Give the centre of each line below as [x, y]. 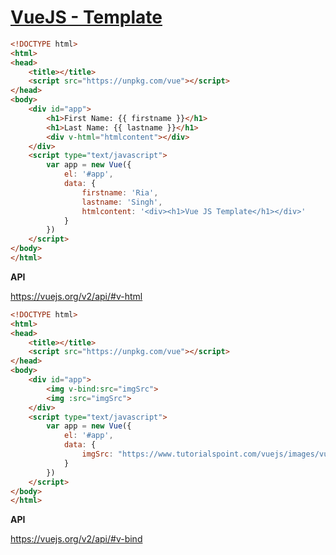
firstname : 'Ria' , [120, 192]
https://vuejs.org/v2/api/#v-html [76, 296]
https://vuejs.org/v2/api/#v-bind [76, 539]
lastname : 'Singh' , [122, 202]
